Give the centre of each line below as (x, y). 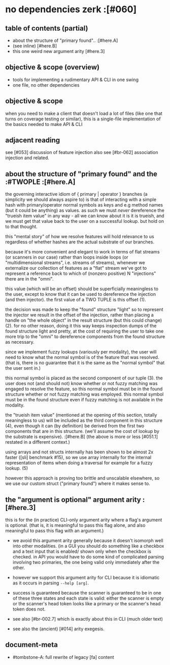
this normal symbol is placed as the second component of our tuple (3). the (84, 378)
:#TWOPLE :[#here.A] (40, 182)
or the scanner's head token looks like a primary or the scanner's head (87, 604)
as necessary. (20, 342)
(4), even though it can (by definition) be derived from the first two (75, 426)
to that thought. (22, 227)
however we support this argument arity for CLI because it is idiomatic (86, 578)
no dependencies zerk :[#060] (71, 9)
